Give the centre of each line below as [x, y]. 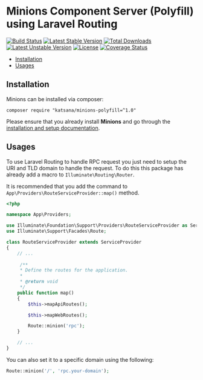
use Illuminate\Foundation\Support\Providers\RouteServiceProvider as [97, 225]
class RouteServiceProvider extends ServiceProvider [74, 242]
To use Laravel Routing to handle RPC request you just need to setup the [97, 161]
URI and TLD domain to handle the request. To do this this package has [95, 168]
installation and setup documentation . [53, 128]
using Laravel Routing [62, 24]
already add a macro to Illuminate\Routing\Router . [70, 175]
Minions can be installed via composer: [55, 99]
